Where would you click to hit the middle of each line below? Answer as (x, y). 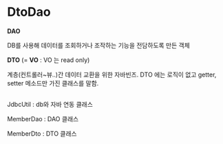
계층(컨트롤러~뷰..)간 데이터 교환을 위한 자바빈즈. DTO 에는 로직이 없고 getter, (112, 74)
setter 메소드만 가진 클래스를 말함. (53, 83)
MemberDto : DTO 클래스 (42, 134)
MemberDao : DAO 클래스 (43, 119)
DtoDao (29, 12)
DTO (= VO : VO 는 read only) (49, 60)
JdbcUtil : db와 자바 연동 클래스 (50, 105)
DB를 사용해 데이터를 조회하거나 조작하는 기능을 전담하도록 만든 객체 (99, 45)
